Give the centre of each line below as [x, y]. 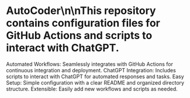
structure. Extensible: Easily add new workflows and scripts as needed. [92, 89]
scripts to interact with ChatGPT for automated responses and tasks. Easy [95, 76]
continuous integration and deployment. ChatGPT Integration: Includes [91, 70]
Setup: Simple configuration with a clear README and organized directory [95, 82]
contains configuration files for [83, 23]
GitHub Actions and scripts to [79, 36]
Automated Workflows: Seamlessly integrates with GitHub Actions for [90, 64]
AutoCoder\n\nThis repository [81, 11]
